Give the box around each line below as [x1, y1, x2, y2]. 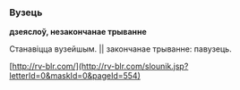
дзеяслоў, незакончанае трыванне [9, 27, 148, 37]
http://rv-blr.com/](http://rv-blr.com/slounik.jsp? [12, 61, 189, 72]
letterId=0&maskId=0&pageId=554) [9, 70, 141, 81]
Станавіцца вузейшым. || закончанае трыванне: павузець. [9, 44, 232, 54]
